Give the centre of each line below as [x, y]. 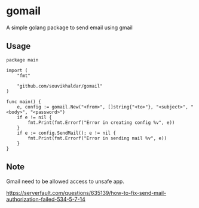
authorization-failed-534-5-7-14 [46, 199]
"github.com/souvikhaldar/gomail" [60, 86]
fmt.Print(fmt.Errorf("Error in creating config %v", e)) [101, 122]
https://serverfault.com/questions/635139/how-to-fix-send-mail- [86, 193]
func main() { [24, 102]
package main [22, 60]
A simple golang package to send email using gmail [69, 27]
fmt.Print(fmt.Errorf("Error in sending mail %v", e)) [97, 138]
